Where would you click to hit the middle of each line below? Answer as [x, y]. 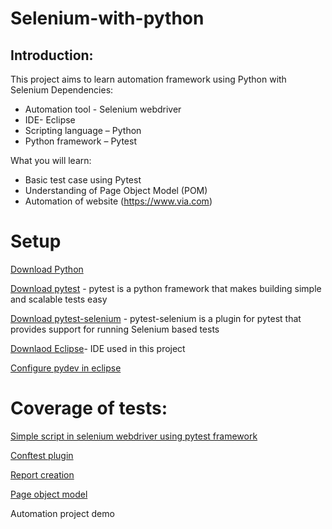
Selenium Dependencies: [62, 90]
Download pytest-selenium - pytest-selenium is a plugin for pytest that [156, 318]
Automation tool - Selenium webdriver [103, 109]
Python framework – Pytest [80, 141]
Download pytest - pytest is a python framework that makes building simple [166, 288]
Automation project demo [62, 513]
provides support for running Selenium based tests [115, 329]
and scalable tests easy [59, 299]
